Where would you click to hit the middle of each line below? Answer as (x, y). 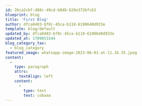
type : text (35, 90)
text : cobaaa (37, 95)
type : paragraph (32, 67)
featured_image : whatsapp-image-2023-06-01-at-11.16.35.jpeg (71, 52)
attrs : (21, 72)
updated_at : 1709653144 (30, 39)
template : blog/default (30, 29)
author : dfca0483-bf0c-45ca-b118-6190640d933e (55, 24)
